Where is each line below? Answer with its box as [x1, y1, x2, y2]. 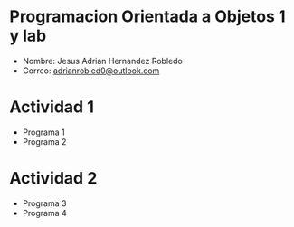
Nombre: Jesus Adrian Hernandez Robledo [22, 55, 183, 66]
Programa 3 [22, 197, 67, 209]
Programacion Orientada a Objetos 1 [9, 6, 287, 27]
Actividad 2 [9, 168, 98, 189]
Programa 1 [22, 127, 65, 137]
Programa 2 [22, 136, 67, 147]
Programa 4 [22, 207, 67, 218]
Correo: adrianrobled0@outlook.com [22, 65, 160, 76]
